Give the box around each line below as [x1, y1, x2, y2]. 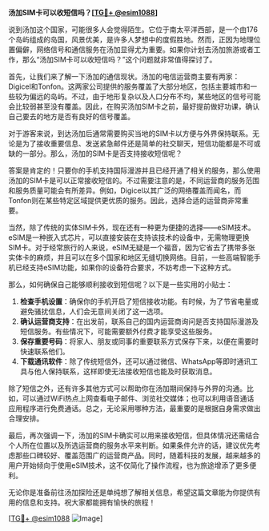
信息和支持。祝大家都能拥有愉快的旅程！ [22, 497, 156, 507]
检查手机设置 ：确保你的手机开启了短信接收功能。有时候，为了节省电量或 [19, 297, 259, 306]
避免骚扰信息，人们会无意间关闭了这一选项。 [19, 307, 168, 316]
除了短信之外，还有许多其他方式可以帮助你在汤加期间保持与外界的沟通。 [8, 384, 247, 393]
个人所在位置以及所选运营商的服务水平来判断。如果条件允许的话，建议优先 [8, 441, 254, 450]
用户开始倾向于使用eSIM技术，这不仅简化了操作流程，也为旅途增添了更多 [8, 461, 250, 470]
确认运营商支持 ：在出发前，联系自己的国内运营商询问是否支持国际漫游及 [19, 317, 259, 326]
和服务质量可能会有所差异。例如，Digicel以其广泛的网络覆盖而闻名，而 [8, 186, 242, 195]
